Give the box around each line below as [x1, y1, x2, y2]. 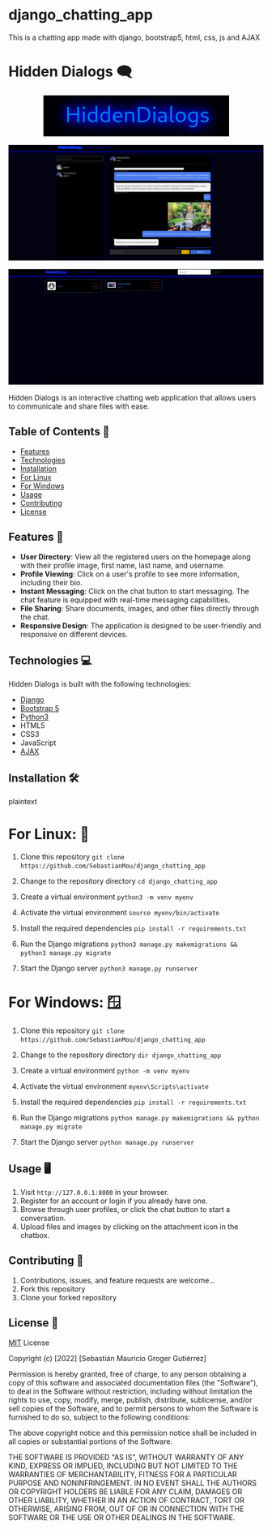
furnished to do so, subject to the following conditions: [8, 1412, 190, 1422]
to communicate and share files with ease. [8, 401, 150, 411]
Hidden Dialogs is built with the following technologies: [8, 679, 192, 689]
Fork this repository [19, 1283, 86, 1294]
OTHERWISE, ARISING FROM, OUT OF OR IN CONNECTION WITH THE [8, 1504, 244, 1514]
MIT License [8, 1338, 50, 1347]
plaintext [8, 797, 38, 807]
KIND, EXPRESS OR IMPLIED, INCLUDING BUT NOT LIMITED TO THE [8, 1461, 238, 1471]
